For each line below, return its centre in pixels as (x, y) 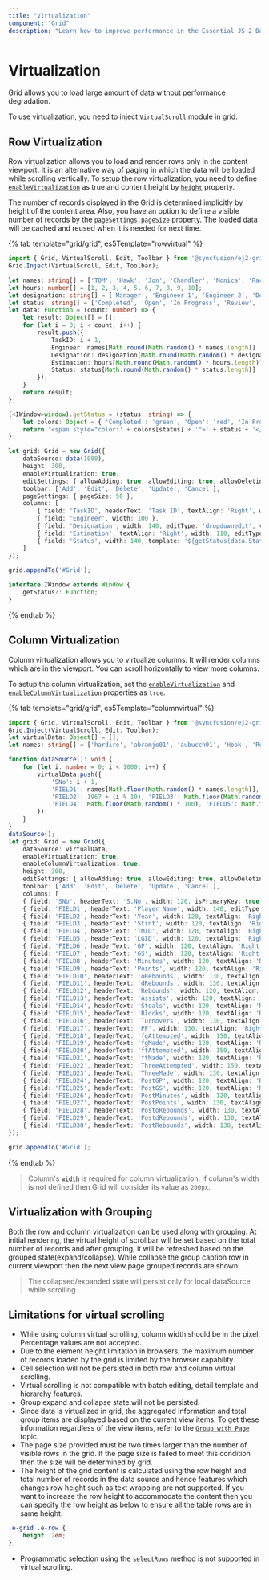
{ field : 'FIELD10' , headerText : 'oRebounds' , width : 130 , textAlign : (143, 976)
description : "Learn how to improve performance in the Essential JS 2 (130, 31)
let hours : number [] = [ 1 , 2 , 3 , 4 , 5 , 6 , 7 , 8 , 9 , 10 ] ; (105, 288)
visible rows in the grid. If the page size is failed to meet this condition (135, 1454)
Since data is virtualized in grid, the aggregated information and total (133, 1411)
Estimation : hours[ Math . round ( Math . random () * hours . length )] (157, 362)
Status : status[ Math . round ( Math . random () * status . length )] (153, 370)
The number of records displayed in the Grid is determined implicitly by (126, 202)
